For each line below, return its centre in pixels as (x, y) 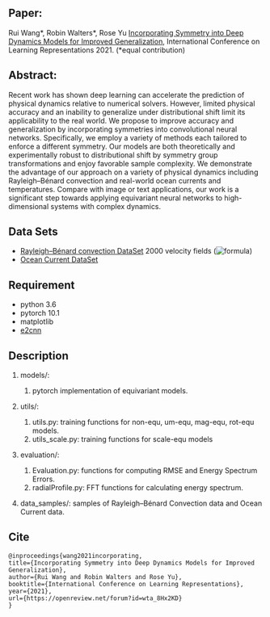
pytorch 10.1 (40, 313)
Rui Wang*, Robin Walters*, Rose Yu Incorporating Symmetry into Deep (126, 32)
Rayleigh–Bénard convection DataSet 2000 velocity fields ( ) (136, 251)
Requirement (42, 285)
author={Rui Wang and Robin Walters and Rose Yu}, (95, 577)
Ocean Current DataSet (59, 260)
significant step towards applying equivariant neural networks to (116, 198)
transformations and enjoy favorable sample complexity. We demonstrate (131, 163)
